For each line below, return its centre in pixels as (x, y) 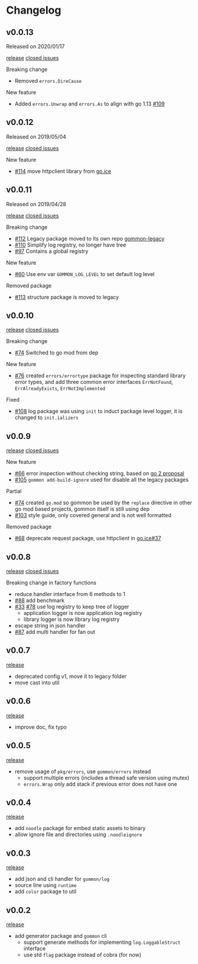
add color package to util (46, 892)
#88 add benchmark (40, 601)
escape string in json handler (50, 626)
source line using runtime (46, 885)
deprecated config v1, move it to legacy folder (71, 676)
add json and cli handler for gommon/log (62, 879)
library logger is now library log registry (72, 619)
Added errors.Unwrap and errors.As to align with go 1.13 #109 (90, 104)
